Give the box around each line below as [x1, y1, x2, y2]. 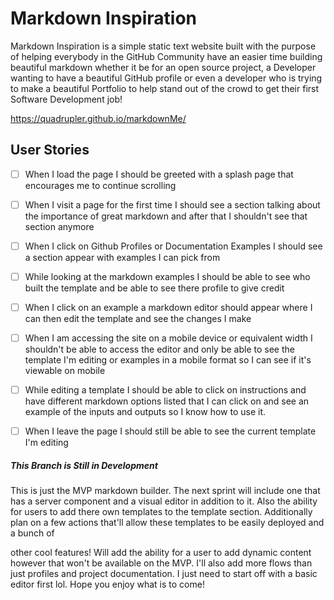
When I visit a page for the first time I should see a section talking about [24, 198, 321, 211]
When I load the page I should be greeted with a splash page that [24, 168, 294, 180]
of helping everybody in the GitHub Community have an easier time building [10, 50, 323, 62]
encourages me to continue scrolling [24, 179, 177, 191]
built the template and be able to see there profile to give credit [24, 282, 285, 294]
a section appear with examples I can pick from [24, 251, 221, 263]
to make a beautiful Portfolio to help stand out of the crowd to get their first [10, 82, 320, 94]
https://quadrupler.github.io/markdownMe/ [10, 112, 187, 124]
